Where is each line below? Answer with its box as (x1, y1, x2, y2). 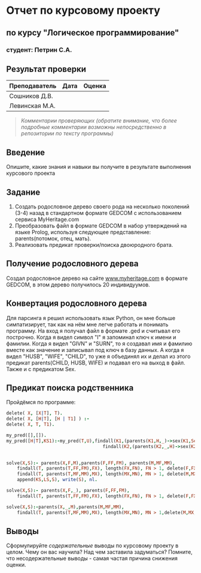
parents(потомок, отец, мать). (14, 235, 92, 242)
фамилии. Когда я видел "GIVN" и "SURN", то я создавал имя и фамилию (6, 340, 193, 347)
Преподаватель (9, 82, 57, 90)
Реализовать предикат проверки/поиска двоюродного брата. (14, 241, 173, 248)
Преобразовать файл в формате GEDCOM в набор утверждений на (14, 222, 187, 229)
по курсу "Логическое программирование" (6, 28, 179, 38)
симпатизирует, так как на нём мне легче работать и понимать (6, 321, 169, 328)
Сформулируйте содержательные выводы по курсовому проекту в (6, 542, 179, 550)
